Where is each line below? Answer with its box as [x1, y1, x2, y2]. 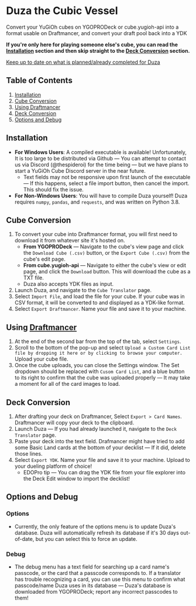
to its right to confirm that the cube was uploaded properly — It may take [14, 374, 190, 381]
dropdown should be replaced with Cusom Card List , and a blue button [14, 368, 185, 375]
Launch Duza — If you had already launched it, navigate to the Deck [14, 426, 177, 432]
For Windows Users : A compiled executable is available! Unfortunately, [14, 148, 187, 156]
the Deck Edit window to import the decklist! [23, 475, 130, 482]
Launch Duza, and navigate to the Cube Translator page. [14, 287, 152, 294]
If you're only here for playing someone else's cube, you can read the [6, 41, 178, 48]
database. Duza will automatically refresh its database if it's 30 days [14, 529, 180, 536]
